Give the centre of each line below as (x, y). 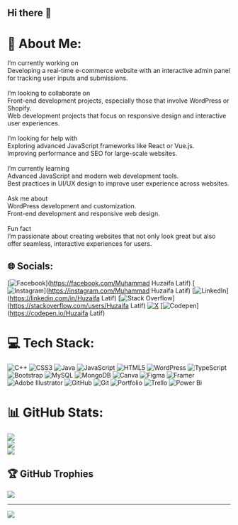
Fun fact (19, 229)
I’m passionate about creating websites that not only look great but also (112, 236)
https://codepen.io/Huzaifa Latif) (57, 313)
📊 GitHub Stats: (56, 413)
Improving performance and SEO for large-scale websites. (92, 154)
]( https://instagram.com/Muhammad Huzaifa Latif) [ (119, 290)
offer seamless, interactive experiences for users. (80, 244)
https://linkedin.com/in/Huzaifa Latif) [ (65, 298)
